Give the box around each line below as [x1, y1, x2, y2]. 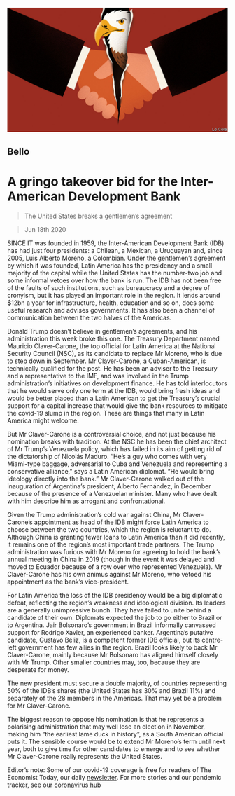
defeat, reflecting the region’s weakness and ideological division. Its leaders [7, 598, 226, 607]
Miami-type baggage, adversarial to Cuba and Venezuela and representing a [7, 460, 228, 468]
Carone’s [7, 518, 33, 526]
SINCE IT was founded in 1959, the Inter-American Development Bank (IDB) [7, 239, 225, 247]
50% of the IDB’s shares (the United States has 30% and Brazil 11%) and [7, 686, 215, 694]
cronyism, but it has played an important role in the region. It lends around [7, 291, 220, 299]
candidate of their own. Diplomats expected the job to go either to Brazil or [7, 613, 222, 622]
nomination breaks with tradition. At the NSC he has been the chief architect [7, 437, 227, 446]
